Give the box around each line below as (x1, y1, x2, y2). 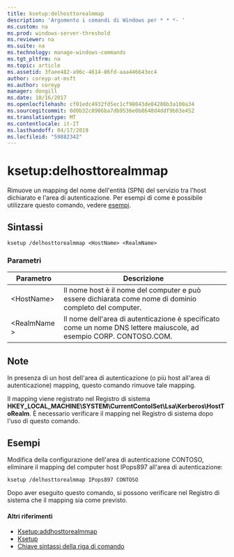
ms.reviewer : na (7, 36, 54, 43)
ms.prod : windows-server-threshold (7, 29, 111, 37)
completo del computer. (63, 303, 142, 313)
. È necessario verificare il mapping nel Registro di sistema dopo (29, 409, 214, 418)
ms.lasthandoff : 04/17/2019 (7, 127, 89, 134)
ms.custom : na (7, 23, 49, 30)
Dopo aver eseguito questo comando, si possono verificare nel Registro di (7, 488, 220, 496)
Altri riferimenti (7, 512, 53, 520)
